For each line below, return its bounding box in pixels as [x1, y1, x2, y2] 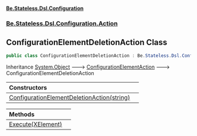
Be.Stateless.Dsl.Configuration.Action [6, 19, 118, 28]
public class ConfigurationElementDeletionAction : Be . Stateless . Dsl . [6, 53, 182, 59]
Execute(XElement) [9, 120, 63, 128]
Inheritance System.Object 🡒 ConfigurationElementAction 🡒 [6, 63, 170, 70]
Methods [9, 110, 35, 118]
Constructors [9, 84, 47, 92]
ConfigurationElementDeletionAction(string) [9, 94, 130, 102]
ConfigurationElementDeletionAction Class [6, 37, 168, 47]
